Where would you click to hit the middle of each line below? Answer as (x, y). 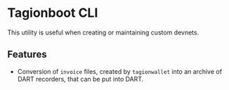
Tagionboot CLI (53, 13)
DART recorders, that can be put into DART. (80, 79)
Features (27, 54)
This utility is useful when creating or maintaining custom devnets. (103, 32)
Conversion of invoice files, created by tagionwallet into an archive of (120, 71)
